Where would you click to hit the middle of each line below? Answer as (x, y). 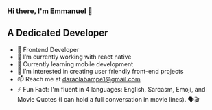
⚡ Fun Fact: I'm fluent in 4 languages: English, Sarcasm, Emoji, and (111, 89)
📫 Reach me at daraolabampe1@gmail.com (79, 79)
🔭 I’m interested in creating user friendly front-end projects (100, 71)
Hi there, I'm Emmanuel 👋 (50, 11)
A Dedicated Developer (58, 33)
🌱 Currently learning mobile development (75, 64)
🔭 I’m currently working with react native (74, 57)
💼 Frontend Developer (48, 49)
